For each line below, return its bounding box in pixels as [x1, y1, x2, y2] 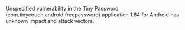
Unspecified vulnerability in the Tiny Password [5, 5, 119, 12]
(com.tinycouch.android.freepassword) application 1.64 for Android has [5, 11, 180, 18]
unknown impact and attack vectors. [5, 18, 95, 24]
